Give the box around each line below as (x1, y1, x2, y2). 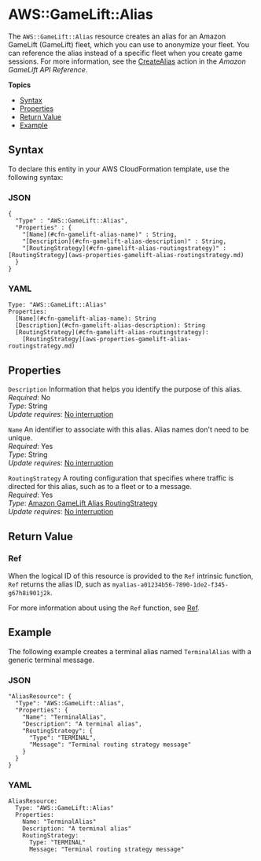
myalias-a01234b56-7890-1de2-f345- (112, 580, 229, 589)
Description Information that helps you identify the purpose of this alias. (8, 385, 242, 394)
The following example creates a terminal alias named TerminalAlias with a (8, 646, 252, 656)
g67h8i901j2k (8, 589, 51, 597)
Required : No (8, 393, 51, 403)
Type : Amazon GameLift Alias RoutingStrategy (8, 499, 158, 508)
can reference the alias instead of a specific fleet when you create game (8, 48, 243, 57)
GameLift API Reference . (8, 64, 88, 74)
